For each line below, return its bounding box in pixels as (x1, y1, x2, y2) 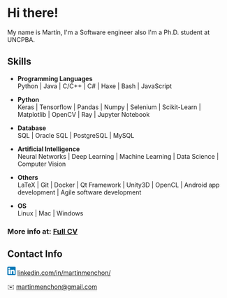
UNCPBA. (7, 35, 35, 43)
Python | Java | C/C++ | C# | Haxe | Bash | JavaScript (17, 82, 173, 90)
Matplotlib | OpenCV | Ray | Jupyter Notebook (17, 110, 150, 118)
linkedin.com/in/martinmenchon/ (17, 269, 111, 277)
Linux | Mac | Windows (17, 208, 84, 218)
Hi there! (7, 5, 59, 21)
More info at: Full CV (7, 226, 78, 236)
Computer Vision (17, 159, 66, 168)
